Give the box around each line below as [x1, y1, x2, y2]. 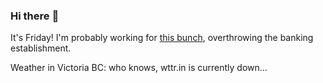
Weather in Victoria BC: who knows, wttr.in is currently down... [10, 62, 268, 74]
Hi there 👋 [10, 9, 60, 23]
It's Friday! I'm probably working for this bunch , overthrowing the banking [10, 32, 314, 44]
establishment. [10, 42, 72, 54]
